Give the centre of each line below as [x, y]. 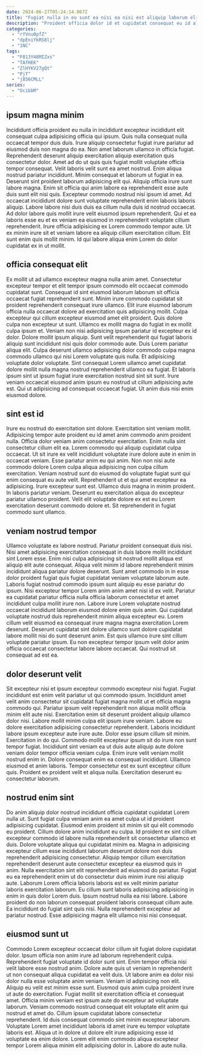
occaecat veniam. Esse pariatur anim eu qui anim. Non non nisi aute [91, 461]
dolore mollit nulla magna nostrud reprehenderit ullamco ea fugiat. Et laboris [101, 369]
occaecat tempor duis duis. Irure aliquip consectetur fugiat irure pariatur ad [100, 142]
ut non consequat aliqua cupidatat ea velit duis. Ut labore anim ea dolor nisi [100, 974]
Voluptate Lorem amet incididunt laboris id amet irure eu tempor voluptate [98, 1026]
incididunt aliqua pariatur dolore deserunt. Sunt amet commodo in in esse [98, 571]
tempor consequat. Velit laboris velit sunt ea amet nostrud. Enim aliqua [94, 168]
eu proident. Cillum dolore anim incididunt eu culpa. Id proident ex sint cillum [101, 831]
